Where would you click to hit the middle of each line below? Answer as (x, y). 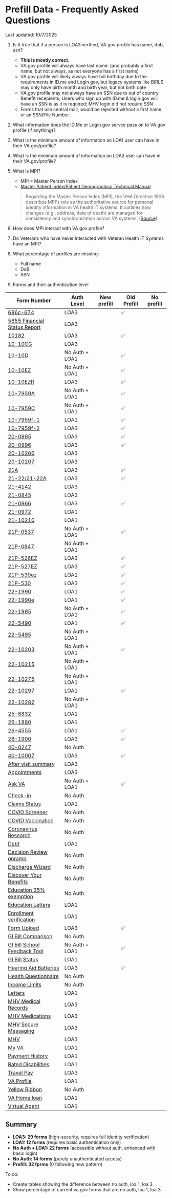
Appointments (25, 772)
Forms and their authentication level (50, 285)
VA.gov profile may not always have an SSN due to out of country (89, 93)
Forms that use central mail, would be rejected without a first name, (91, 109)
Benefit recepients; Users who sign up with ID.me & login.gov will (89, 98)
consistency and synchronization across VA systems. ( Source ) (91, 218)
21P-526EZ (23, 558)
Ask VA (17, 784)
